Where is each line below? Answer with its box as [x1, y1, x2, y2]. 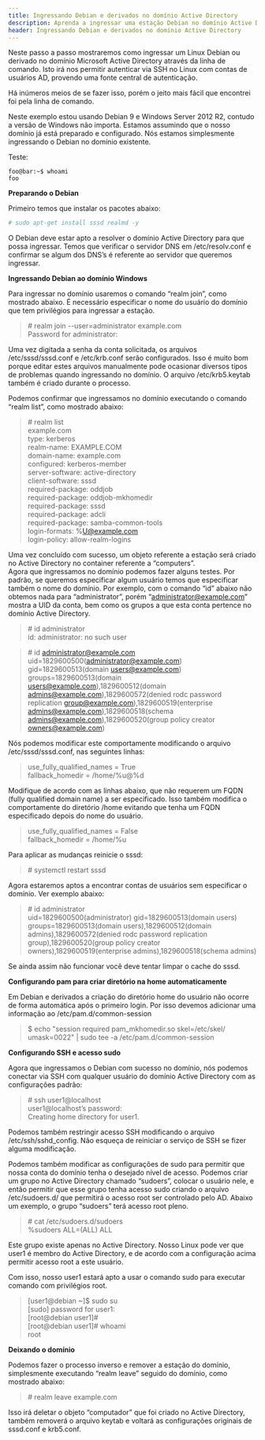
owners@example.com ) [27, 723, 105, 733]
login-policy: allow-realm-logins [27, 534, 132, 545]
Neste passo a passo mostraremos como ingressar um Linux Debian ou [8, 48, 241, 58]
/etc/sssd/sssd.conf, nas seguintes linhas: [8, 747, 145, 756]
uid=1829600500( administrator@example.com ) [27, 656, 183, 666]
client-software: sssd [27, 476, 97, 486]
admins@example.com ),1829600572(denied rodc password [27, 690, 222, 699]
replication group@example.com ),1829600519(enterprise [27, 698, 213, 707]
